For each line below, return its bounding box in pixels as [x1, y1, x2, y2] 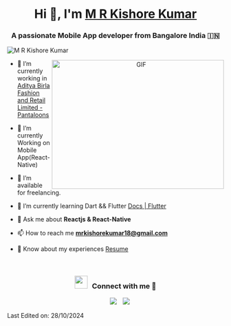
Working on [16, 139, 50, 147]
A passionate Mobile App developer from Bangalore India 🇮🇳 [11, 31, 220, 41]
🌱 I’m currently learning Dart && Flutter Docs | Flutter [16, 202, 166, 210]
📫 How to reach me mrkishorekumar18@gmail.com [16, 229, 168, 237]
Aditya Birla [16, 82, 50, 90]
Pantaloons [16, 111, 49, 119]
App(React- [16, 153, 50, 162]
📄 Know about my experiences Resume [16, 245, 129, 253]
